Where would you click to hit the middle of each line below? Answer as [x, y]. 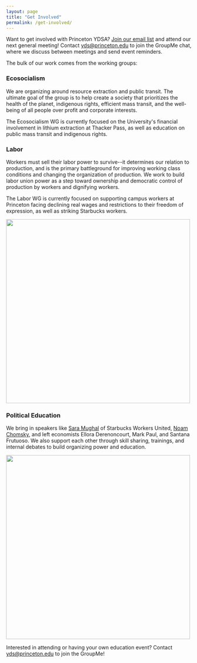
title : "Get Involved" [34, 17]
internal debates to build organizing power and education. [76, 447]
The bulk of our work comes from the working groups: [72, 63]
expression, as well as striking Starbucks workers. [67, 211]
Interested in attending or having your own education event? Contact [89, 648]
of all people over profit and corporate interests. [79, 110]
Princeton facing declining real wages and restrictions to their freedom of [95, 204]
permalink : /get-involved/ [39, 22]
